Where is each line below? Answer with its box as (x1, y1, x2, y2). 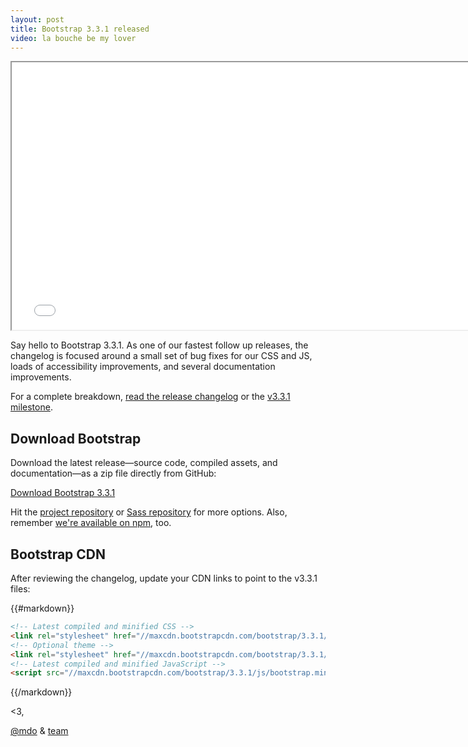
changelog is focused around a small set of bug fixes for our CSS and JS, (10, 350, 313, 362)
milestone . (10, 401, 53, 413)
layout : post (10, 14, 65, 25)
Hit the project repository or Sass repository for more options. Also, (10, 506, 288, 518)
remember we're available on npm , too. (10, 517, 172, 529)
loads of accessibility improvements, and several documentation (10, 361, 276, 373)
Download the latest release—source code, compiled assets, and (10, 457, 278, 469)
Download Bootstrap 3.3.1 (10, 487, 116, 499)
